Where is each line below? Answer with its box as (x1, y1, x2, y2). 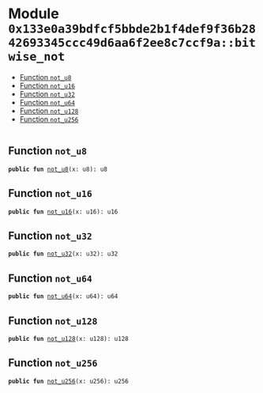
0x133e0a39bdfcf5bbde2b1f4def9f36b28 (8, 21, 257, 36)
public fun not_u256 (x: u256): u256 (8, 377, 129, 385)
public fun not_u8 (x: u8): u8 (8, 165, 108, 173)
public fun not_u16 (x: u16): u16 (8, 207, 118, 216)
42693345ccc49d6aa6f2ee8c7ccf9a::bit (8, 36, 257, 51)
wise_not (8, 49, 66, 64)
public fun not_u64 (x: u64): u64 (8, 293, 118, 300)
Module (8, 5, 59, 23)
